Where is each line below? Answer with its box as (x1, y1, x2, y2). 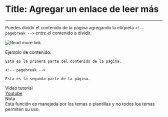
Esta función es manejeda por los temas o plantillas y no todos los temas (5, 101, 155, 107)
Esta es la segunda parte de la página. (5, 76, 91, 81)
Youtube (5, 90, 22, 96)
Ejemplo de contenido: (5, 49, 51, 55)
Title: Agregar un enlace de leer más (5, 3, 159, 15)
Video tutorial (5, 85, 33, 91)
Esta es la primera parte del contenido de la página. (5, 59, 122, 64)
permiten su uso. (5, 106, 40, 112)
